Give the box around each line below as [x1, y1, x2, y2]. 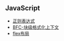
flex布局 [12, 30, 29, 36]
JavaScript [5, 4, 40, 12]
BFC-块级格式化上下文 [12, 24, 59, 30]
